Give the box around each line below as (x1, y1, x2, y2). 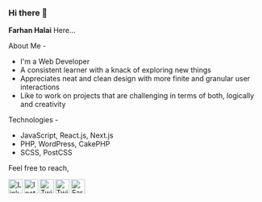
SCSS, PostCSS (19, 148, 73, 158)
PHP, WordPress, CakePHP (19, 139, 110, 149)
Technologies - (8, 115, 59, 125)
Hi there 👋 (8, 7, 48, 19)
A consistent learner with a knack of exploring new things (19, 65, 212, 75)
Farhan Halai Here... (8, 26, 77, 35)
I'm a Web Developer (19, 56, 90, 67)
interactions (19, 82, 60, 92)
